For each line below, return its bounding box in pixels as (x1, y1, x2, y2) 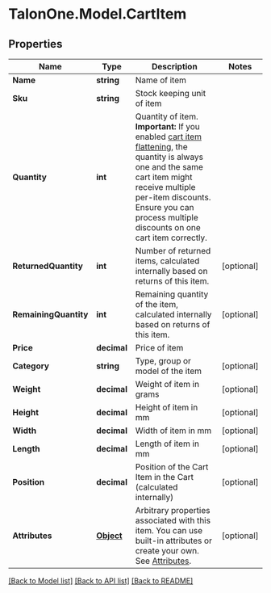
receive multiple (135, 182, 196, 192)
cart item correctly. (135, 232, 208, 243)
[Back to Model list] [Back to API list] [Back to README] (8, 576, 194, 586)
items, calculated (135, 255, 200, 267)
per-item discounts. (135, 191, 211, 203)
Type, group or (135, 355, 192, 366)
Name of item (135, 74, 187, 86)
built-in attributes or (135, 535, 212, 546)
